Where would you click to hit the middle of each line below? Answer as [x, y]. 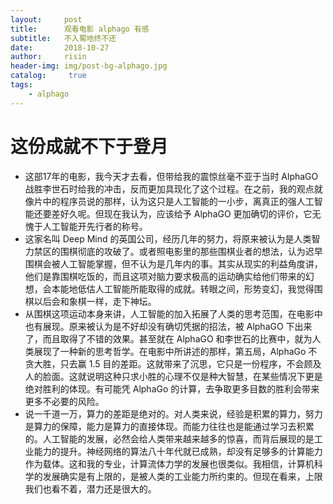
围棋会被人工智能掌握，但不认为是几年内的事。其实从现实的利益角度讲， [173, 263]
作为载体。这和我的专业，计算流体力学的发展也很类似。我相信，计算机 [169, 463]
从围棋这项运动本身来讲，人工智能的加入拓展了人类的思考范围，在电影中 [173, 313]
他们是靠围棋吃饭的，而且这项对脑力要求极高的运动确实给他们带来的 [165, 276]
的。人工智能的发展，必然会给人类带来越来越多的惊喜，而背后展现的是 [169, 438]
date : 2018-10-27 [60, 47]
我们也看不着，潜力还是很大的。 [90, 488]
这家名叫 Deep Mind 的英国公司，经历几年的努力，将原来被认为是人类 [168, 238]
